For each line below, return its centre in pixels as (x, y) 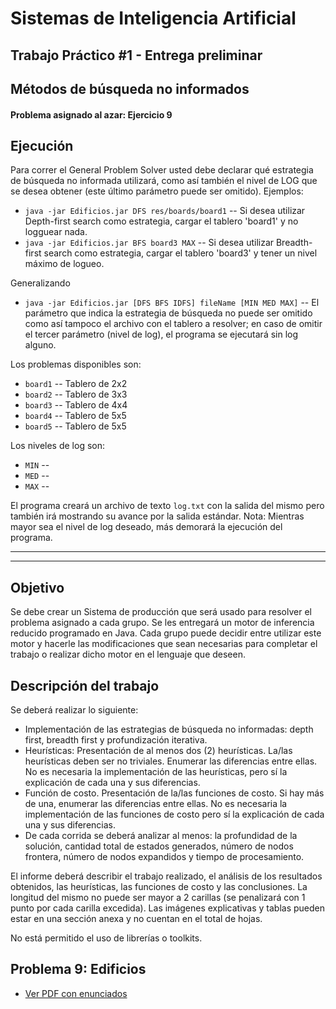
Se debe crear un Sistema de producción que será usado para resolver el (161, 612)
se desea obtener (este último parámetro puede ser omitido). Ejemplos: (157, 191)
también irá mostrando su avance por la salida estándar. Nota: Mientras (157, 516)
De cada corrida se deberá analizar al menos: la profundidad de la (161, 835)
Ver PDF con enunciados (76, 993)
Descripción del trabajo (85, 685)
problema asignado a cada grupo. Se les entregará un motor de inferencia (162, 623)
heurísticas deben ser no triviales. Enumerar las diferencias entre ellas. (171, 761)
